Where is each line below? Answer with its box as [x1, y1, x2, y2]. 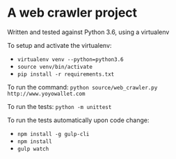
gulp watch [17, 145, 49, 152]
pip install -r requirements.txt [17, 71, 115, 78]
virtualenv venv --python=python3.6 [17, 56, 124, 63]
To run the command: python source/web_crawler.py [7, 83, 158, 91]
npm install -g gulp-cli [17, 131, 90, 137]
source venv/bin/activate [17, 63, 93, 70]
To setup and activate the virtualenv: [7, 41, 112, 49]
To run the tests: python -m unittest [7, 102, 112, 110]
